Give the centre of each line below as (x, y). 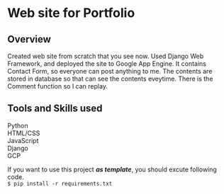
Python (18, 125)
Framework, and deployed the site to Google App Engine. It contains (107, 64)
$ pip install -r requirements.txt (60, 183)
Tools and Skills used (55, 109)
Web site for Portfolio (71, 13)
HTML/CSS (24, 133)
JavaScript (23, 140)
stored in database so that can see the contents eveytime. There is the (110, 79)
